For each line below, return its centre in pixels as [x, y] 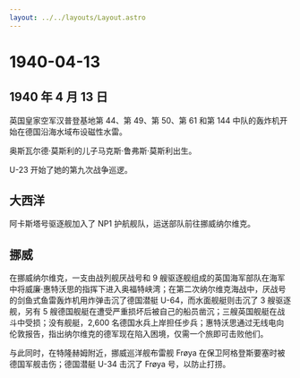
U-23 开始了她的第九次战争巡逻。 [71, 169]
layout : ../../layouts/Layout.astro [77, 17]
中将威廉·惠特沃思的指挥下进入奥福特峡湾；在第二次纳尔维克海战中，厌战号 [148, 289]
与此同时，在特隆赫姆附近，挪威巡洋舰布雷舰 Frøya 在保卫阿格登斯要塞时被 [147, 353]
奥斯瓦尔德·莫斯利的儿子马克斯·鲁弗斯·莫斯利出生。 [103, 150]
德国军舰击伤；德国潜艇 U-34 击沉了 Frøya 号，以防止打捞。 [120, 365]
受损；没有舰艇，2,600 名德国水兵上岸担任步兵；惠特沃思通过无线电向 [154, 322]
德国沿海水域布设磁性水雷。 [76, 132]
